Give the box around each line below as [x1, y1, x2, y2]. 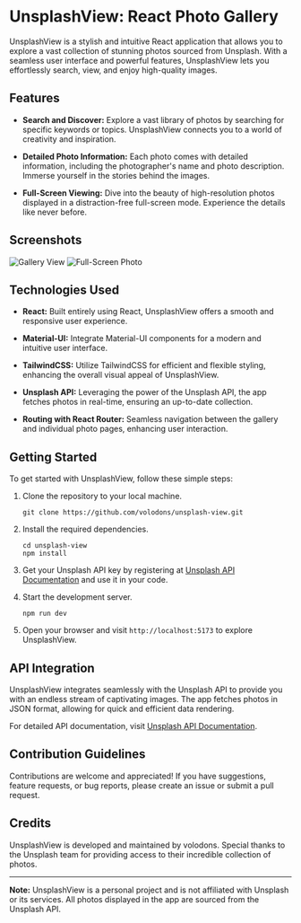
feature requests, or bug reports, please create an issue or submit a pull [9, 779, 275, 791]
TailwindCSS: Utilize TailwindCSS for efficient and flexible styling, [21, 360, 266, 371]
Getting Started [9, 449, 98, 464]
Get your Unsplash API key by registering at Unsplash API [21, 565, 236, 576]
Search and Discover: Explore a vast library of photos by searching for [21, 114, 285, 125]
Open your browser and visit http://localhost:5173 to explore [21, 625, 254, 636]
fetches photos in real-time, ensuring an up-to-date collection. [21, 397, 254, 408]
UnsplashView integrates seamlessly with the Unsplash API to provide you [9, 684, 283, 695]
